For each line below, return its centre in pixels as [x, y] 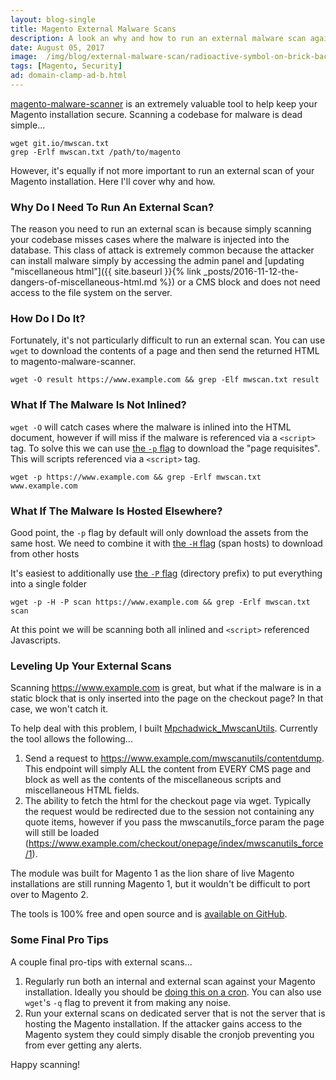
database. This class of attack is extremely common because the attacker [162, 250]
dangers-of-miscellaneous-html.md [84, 282]
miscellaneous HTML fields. [82, 790]
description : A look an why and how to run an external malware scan [158, 38]
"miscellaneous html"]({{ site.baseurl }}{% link [106, 272]
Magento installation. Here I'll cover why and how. [113, 181]
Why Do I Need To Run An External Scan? [112, 207]
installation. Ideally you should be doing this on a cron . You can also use [173, 992]
